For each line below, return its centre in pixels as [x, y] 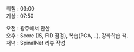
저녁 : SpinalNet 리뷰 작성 [36, 43]
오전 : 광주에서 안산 [28, 28]
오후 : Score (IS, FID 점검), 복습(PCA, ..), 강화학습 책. [67, 36]
